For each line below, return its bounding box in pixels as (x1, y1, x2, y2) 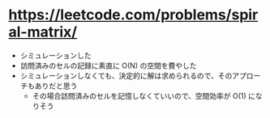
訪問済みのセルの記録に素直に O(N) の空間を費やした (19, 61, 197, 70)
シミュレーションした (19, 50, 92, 60)
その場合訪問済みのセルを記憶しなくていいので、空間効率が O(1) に (32, 91, 256, 100)
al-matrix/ (8, 23, 78, 41)
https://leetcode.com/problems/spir (8, 6, 259, 24)
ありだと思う (34, 81, 78, 91)
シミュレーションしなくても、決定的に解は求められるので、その (19, 70, 233, 80)
